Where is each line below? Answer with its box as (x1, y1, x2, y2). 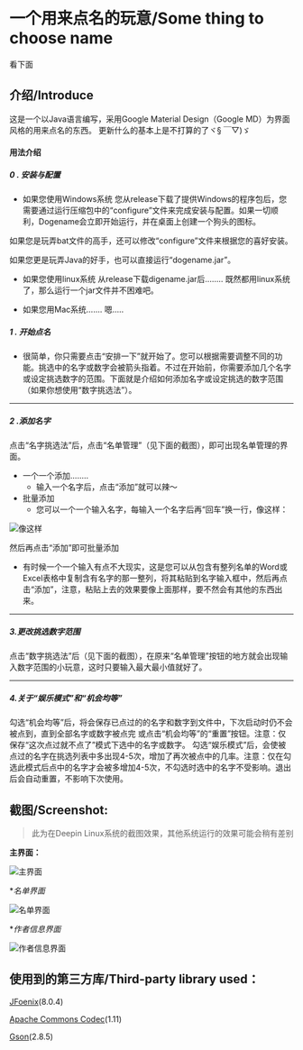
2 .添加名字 (9, 415, 51, 426)
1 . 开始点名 (9, 326, 51, 337)
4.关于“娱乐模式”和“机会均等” (9, 692, 123, 703)
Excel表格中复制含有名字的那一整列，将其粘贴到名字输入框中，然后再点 (22, 573, 289, 584)
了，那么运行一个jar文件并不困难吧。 (22, 285, 160, 296)
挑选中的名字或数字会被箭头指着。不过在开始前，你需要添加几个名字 (38, 362, 291, 373)
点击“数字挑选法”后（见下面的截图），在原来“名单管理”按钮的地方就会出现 (9, 651, 280, 662)
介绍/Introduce (9, 87, 94, 104)
